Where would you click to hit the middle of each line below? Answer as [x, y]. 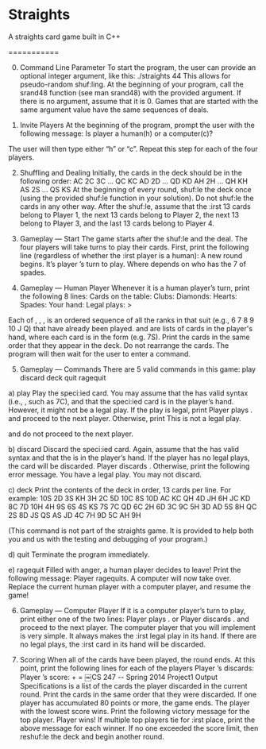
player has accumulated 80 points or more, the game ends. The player [135, 703]
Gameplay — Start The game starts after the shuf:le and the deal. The [133, 238]
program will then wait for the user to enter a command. [99, 353]
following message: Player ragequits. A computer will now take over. [120, 578]
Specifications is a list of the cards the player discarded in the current [133, 685]
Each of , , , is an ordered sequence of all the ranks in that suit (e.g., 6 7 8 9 [131, 320]
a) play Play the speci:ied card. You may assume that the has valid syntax [128, 393]
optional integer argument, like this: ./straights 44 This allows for [125, 75]
